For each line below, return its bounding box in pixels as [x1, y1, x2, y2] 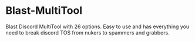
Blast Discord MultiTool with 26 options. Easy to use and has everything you [5, 23, 190, 30]
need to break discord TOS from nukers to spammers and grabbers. [5, 29, 170, 36]
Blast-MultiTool [5, 4, 83, 17]
